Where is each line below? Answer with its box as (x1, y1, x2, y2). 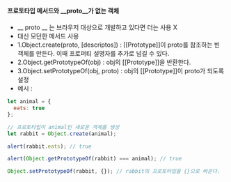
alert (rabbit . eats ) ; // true (7, 143, 92, 150)
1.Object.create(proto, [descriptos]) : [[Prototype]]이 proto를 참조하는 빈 (17, 40, 221, 49)
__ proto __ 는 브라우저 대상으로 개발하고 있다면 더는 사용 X (17, 23, 177, 31)
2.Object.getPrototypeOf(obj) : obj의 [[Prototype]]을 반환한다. (17, 58, 191, 66)
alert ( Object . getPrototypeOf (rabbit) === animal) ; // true (7, 156, 182, 162)
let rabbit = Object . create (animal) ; (7, 130, 117, 137)
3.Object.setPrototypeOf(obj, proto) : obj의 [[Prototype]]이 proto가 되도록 (17, 67, 225, 75)
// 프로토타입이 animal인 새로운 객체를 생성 (7, 123, 120, 130)
